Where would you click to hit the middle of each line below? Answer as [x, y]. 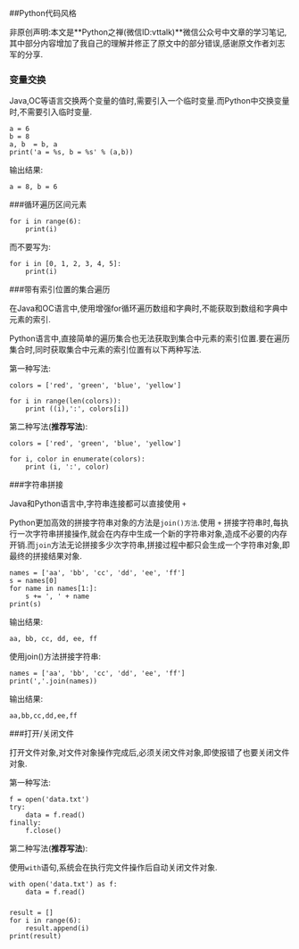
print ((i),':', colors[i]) [77, 409]
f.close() [44, 831]
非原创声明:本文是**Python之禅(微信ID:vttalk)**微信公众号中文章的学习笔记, [148, 32]
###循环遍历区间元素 [48, 204]
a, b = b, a [33, 145]
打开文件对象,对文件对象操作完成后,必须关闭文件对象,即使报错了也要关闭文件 [149, 753]
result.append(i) [58, 928]
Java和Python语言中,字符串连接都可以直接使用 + [98, 504]
